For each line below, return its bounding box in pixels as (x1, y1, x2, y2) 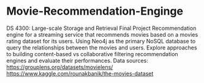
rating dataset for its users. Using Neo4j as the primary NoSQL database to (6, 37, 196, 45)
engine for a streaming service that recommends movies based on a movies (6, 31, 198, 38)
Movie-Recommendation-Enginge (6, 4, 184, 18)
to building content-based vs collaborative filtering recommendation (6, 50, 179, 57)
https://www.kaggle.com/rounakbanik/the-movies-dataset (6, 70, 154, 77)
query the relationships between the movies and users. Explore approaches (6, 44, 197, 51)
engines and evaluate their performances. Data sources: (6, 57, 148, 64)
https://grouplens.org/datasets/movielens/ (6, 63, 113, 71)
